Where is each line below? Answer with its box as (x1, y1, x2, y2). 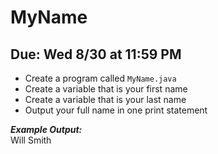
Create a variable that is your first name (24, 83, 188, 95)
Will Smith (10, 134, 52, 146)
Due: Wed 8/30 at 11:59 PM (10, 46, 182, 63)
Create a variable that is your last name (24, 94, 187, 105)
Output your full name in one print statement (24, 104, 208, 116)
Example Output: (10, 124, 83, 135)
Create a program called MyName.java (24, 72, 177, 84)
